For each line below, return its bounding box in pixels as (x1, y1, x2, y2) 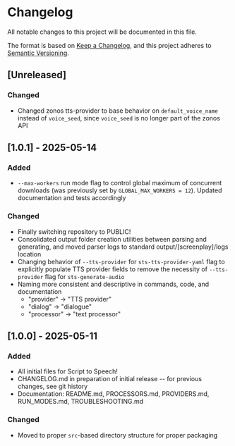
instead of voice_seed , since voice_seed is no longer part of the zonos (17, 113, 221, 122)
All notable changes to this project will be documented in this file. (7, 27, 198, 36)
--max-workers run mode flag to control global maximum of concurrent (17, 179, 222, 187)
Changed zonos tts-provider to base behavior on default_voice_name (17, 106, 219, 115)
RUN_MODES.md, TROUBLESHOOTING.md (17, 397, 144, 406)
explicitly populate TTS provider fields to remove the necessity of (17, 265, 208, 273)
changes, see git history (17, 382, 88, 391)
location (17, 249, 42, 258)
